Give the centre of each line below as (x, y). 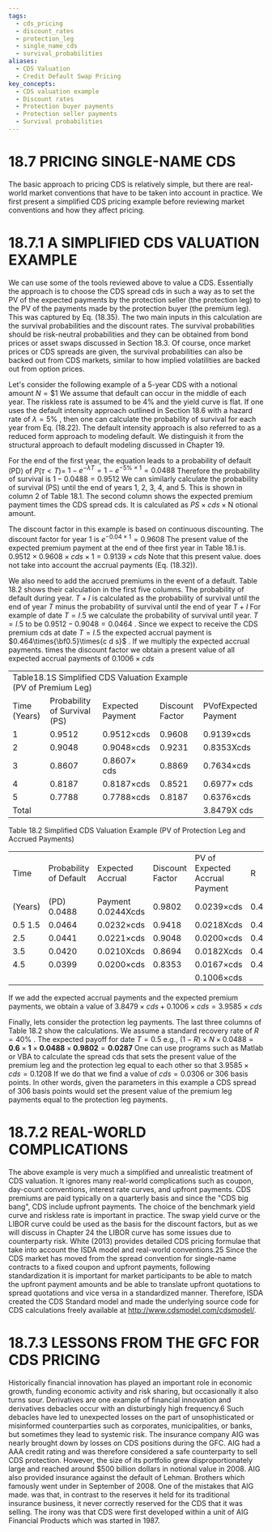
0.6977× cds (228, 784)
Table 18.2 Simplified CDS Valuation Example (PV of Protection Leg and (127, 831)
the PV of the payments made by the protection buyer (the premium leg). (130, 308)
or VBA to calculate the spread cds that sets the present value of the (123, 1056)
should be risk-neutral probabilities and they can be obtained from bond (128, 334)
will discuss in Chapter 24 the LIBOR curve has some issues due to (120, 1233)
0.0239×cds (219, 907)
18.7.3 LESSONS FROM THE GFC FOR (134, 1343)
